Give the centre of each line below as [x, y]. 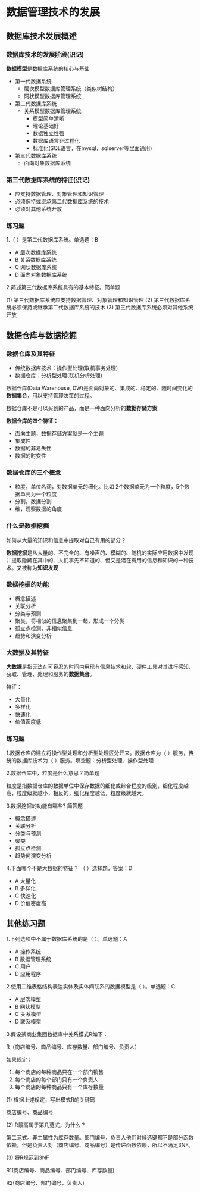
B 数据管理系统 [33, 959]
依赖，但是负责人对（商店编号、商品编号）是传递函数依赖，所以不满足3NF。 [100, 1145]
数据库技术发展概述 [41, 36]
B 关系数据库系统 [35, 260]
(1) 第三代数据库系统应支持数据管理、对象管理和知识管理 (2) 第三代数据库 [96, 300]
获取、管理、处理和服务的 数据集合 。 [51, 674]
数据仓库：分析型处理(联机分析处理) [59, 376]
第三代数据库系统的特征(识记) [48, 180]
